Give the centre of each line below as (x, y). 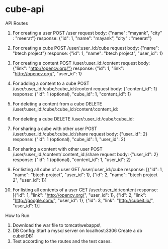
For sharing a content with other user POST (57, 149)
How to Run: (18, 215)
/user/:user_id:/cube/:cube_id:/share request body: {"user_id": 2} (80, 134)
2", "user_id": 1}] (29, 180)
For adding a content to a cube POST (51, 83)
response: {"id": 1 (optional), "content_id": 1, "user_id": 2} (72, 160)
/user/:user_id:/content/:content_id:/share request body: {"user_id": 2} (85, 154)
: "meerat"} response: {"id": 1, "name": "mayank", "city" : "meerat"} (82, 38)
